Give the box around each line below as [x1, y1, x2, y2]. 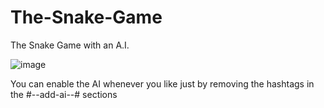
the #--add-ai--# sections [10, 88, 118, 100]
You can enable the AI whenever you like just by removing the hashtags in [10, 77, 315, 90]
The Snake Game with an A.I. [10, 39, 130, 51]
